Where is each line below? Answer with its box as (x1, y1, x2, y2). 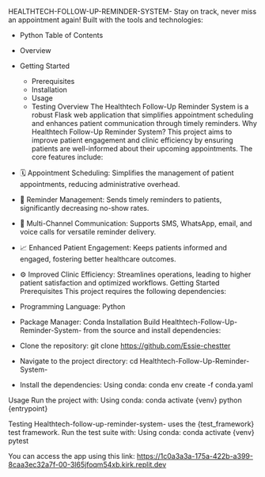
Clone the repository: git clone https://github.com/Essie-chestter (19, 341, 231, 350)
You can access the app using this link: (8, 452, 136, 460)
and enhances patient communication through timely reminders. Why (31, 119, 257, 128)
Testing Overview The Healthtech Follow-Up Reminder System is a (31, 102, 249, 111)
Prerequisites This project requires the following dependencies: (19, 287, 227, 296)
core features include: (31, 152, 104, 162)
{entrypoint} (8, 404, 48, 413)
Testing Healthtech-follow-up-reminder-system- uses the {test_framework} (8, 419, 255, 429)
